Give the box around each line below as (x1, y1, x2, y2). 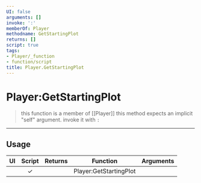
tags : (6, 48, 20, 54)
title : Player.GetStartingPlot (6, 64, 84, 71)
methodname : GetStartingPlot (6, 31, 79, 37)
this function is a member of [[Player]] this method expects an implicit (20, 110, 193, 117)
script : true (6, 42, 39, 48)
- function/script (6, 59, 52, 65)
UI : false (6, 8, 31, 15)
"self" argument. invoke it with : (20, 116, 100, 123)
